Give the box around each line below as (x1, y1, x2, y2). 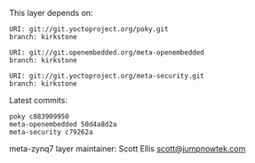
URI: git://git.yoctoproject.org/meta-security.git (9, 71, 204, 80)
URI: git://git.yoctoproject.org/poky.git (9, 25, 169, 34)
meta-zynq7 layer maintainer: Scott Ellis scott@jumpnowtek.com (9, 143, 246, 154)
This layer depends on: (9, 8, 93, 18)
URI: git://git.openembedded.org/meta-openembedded (9, 48, 204, 57)
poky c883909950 (9, 112, 69, 121)
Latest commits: (9, 95, 68, 105)
